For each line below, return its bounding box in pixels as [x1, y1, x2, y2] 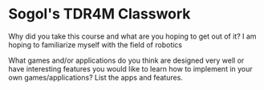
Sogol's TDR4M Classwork [8, 5, 191, 23]
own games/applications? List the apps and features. [8, 72, 183, 82]
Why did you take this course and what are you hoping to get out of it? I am [8, 31, 257, 41]
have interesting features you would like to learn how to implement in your [8, 63, 253, 73]
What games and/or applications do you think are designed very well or [8, 55, 245, 65]
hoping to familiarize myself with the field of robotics [8, 39, 183, 49]
